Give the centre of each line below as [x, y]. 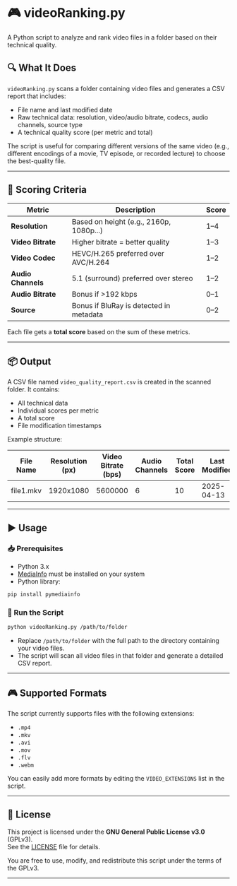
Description [135, 210]
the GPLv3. [23, 868]
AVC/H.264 [91, 262]
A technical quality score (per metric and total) [85, 132]
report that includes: [37, 96]
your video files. [41, 648]
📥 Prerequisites [35, 548]
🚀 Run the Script [36, 613]
